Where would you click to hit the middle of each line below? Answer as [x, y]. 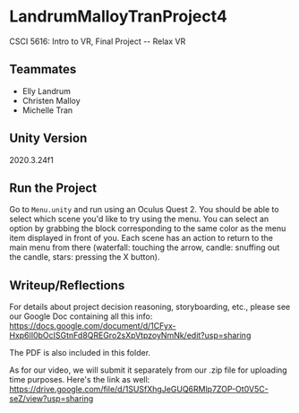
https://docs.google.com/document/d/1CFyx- [93, 326]
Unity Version [48, 138]
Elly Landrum [47, 90]
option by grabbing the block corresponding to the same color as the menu [148, 228]
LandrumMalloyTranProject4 [119, 17]
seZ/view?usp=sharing [51, 399]
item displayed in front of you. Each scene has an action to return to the [141, 238]
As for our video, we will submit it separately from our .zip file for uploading [149, 370]
